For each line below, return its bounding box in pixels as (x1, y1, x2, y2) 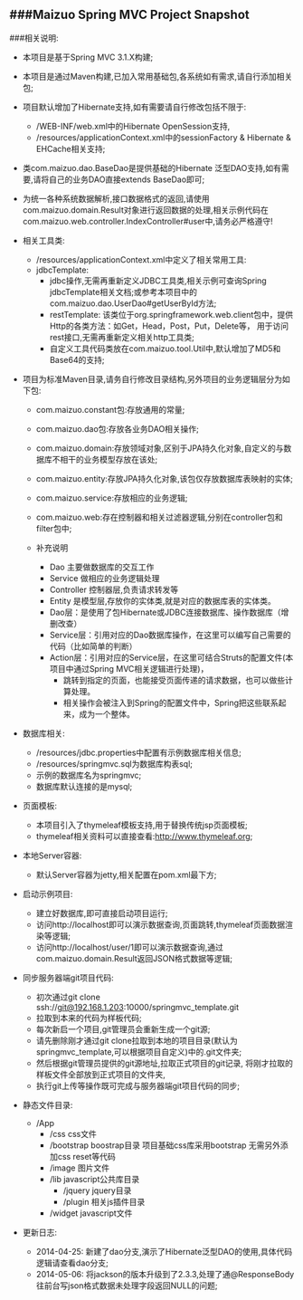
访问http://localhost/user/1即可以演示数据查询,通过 (35, 942, 223, 952)
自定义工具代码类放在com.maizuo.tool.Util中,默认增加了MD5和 (49, 343, 281, 354)
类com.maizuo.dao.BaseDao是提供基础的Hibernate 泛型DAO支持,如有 (22, 162, 282, 173)
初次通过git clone (35, 991, 101, 1002)
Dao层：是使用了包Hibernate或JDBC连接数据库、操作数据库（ (49, 607, 281, 617)
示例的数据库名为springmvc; (35, 769, 142, 780)
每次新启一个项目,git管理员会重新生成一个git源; (35, 1023, 211, 1035)
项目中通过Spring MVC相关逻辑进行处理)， (49, 663, 209, 674)
